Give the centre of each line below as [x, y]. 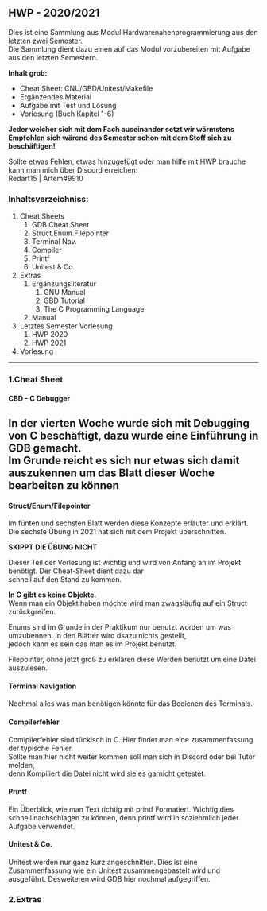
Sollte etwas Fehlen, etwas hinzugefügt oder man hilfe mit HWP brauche [127, 161]
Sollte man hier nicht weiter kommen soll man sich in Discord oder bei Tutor [132, 756]
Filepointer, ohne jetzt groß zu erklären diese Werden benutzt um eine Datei [132, 660]
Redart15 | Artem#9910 [46, 178]
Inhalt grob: [28, 73]
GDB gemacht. [45, 448]
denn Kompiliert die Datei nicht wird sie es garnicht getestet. [107, 773]
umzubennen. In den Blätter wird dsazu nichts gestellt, [97, 636]
